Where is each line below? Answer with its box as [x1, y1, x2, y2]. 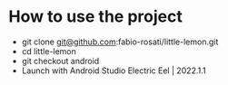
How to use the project [8, 6, 183, 27]
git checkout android [21, 55, 100, 66]
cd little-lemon [21, 45, 76, 56]
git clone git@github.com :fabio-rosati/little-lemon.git [21, 36, 219, 47]
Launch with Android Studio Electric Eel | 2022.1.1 [21, 65, 206, 76]
